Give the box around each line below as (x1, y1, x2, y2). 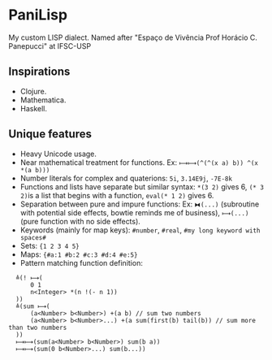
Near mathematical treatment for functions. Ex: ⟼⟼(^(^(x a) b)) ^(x (19, 157, 258, 167)
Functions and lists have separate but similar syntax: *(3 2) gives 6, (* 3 (19, 181, 264, 192)
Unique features (8, 128, 92, 141)
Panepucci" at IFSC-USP (8, 41, 92, 50)
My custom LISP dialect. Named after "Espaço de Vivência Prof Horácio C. (8, 33, 257, 42)
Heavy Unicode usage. (19, 149, 97, 158)
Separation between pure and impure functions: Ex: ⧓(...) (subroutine (19, 199, 260, 209)
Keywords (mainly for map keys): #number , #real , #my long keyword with (19, 225, 261, 235)
